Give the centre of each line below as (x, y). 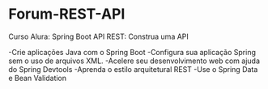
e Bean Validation (38, 78)
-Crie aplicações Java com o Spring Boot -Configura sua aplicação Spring (132, 52)
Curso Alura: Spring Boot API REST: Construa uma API (98, 36)
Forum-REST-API (67, 14)
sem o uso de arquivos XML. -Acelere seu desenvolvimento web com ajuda (134, 61)
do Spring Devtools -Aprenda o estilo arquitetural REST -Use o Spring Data (133, 69)
